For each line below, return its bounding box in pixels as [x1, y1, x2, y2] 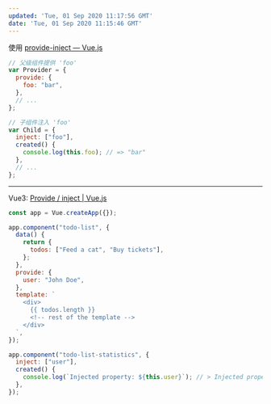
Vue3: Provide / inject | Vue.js [8, 193, 107, 203]
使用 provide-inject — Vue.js [8, 42, 103, 53]
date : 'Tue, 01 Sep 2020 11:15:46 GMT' [8, 19, 143, 27]
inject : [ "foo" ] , [15, 133, 74, 141]
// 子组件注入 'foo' [8, 118, 71, 126]
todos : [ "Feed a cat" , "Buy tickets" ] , [29, 246, 164, 255]
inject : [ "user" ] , [15, 358, 78, 366]
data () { [15, 231, 45, 239]
